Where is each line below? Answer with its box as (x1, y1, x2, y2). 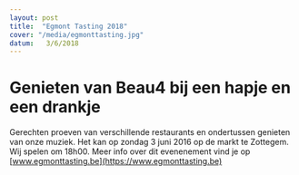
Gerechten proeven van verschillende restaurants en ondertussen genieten (9, 127, 291, 138)
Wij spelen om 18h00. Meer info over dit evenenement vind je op (9, 146, 251, 157)
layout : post (9, 13, 59, 23)
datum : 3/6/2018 (9, 38, 79, 48)
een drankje (9, 97, 102, 118)
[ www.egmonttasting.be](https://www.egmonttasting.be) (9, 156, 223, 167)
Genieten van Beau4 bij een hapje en (9, 78, 291, 98)
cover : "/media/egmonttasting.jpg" (9, 30, 145, 39)
